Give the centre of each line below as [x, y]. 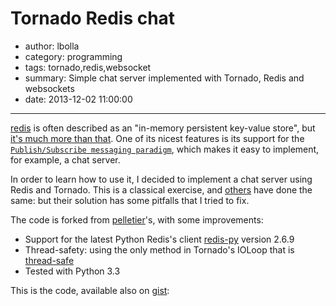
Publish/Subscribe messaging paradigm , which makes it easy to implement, [165, 149]
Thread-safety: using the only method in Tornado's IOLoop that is [159, 249]
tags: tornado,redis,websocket [88, 67]
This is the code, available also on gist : [90, 290]
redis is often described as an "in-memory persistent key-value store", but [163, 128]
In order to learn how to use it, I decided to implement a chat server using [161, 179]
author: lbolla [52, 46]
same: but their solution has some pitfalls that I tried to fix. [130, 200]
